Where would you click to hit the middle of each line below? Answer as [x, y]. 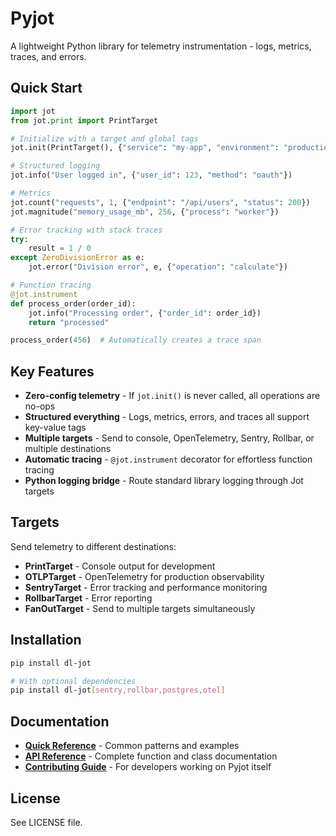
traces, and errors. [48, 56]
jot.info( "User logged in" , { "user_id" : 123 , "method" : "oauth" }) [151, 175]
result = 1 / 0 [60, 248]
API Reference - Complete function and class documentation [151, 756]
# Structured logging [55, 166]
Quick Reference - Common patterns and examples [132, 746]
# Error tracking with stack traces [86, 230]
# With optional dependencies [73, 681]
